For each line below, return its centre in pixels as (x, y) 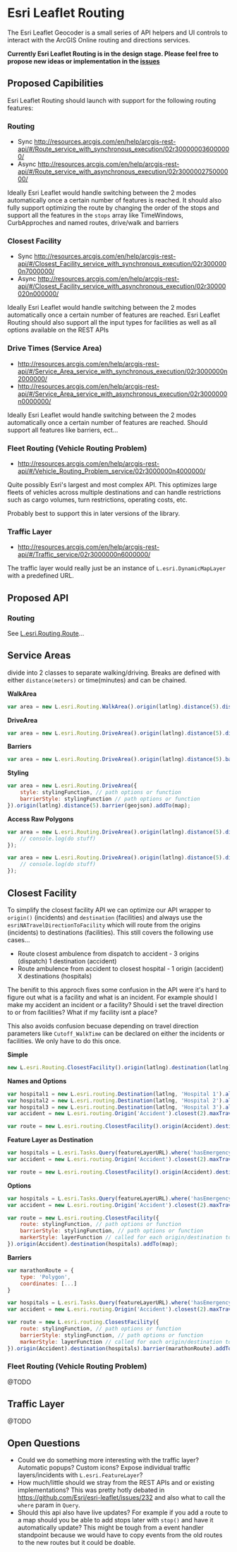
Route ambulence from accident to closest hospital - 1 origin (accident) (121, 968)
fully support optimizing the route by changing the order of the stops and (113, 208)
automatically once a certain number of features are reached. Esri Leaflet (114, 315)
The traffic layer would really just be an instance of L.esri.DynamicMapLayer (117, 568)
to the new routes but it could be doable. (77, 1543)
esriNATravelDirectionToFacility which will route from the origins (104, 925)
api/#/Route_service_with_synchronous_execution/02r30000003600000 (123, 149)
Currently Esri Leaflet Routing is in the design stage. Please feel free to (113, 54)
